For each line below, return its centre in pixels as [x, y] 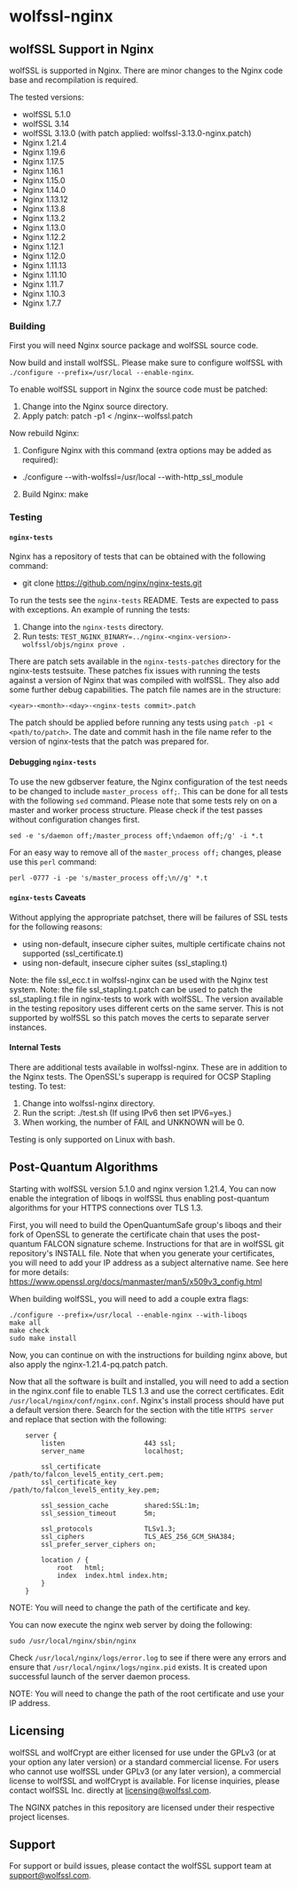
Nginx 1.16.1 [43, 171]
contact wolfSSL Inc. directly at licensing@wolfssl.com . [110, 1790]
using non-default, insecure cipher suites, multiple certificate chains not [153, 944]
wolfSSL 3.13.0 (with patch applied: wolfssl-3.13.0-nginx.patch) [137, 133]
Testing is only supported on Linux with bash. [92, 1140]
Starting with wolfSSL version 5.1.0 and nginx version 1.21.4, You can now [143, 1189]
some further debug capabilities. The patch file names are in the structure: [145, 689]
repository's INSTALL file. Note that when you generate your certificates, [142, 1253]
